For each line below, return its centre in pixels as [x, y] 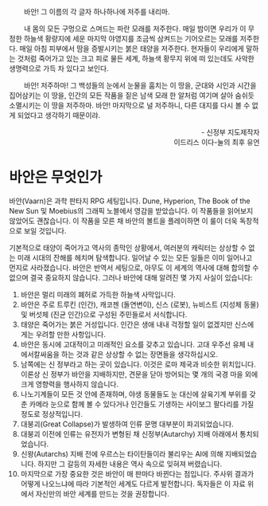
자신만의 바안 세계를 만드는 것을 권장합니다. [102, 493]
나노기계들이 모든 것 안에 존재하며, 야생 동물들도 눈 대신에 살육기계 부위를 [134, 394]
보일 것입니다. [45, 230]
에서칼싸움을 [40, 354]
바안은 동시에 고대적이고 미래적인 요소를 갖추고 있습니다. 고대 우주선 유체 [133, 344]
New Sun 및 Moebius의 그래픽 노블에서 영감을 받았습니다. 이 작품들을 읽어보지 [131, 210]
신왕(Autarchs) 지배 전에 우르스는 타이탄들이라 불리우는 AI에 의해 [122, 453]
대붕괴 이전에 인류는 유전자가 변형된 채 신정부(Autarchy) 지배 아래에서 [129, 433]
